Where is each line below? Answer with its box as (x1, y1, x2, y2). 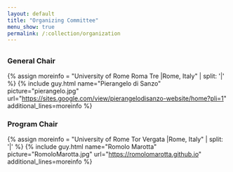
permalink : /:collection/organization (7, 29, 121, 37)
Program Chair (7, 119, 58, 128)
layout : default (7, 10, 55, 18)
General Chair (7, 55, 56, 65)
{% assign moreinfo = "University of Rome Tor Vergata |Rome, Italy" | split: (7, 135, 223, 144)
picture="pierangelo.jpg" (7, 87, 79, 95)
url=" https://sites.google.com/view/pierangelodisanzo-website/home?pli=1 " (7, 94, 227, 102)
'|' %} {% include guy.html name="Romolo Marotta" (7, 143, 157, 151)
